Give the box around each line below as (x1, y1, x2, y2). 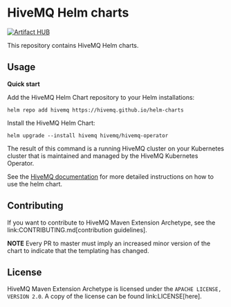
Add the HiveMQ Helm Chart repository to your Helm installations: (7, 93, 195, 101)
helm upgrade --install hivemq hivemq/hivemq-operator (7, 132, 169, 139)
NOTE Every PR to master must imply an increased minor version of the (7, 239, 211, 247)
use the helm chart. (7, 179, 62, 188)
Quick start (7, 80, 40, 88)
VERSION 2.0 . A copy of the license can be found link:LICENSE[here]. (7, 292, 202, 301)
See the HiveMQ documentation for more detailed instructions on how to (7, 172, 214, 181)
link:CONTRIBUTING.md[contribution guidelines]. (7, 225, 147, 234)
